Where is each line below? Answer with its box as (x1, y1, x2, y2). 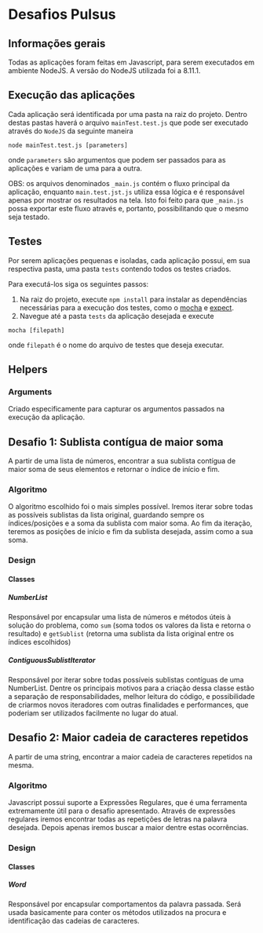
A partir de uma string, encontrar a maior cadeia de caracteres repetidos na (8, 752, 253, 761)
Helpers (8, 363, 48, 376)
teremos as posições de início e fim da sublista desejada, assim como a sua (8, 527, 254, 536)
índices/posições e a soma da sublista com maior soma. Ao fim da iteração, (8, 518, 253, 528)
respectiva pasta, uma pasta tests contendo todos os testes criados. (8, 264, 232, 273)
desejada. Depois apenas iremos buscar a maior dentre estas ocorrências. (8, 822, 249, 832)
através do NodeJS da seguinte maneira (8, 126, 133, 135)
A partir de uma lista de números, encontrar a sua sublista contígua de (8, 456, 236, 466)
